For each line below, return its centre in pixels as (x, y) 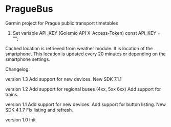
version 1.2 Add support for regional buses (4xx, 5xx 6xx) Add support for (83, 89)
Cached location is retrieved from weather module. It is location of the (79, 48)
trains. (12, 94)
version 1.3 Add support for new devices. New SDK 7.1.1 (63, 79)
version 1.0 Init (20, 120)
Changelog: (17, 69)
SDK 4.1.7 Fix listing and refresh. (39, 110)
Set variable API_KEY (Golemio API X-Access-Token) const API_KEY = (87, 33)
